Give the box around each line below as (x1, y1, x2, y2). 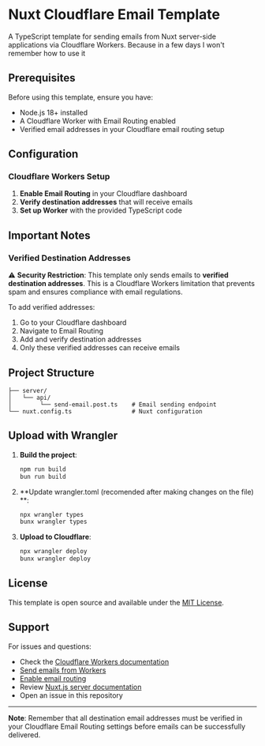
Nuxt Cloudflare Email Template (8, 6, 221, 24)
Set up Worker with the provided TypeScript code (19, 205, 183, 215)
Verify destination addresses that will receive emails (19, 198, 193, 207)
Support (8, 620, 50, 634)
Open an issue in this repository (19, 690, 124, 700)
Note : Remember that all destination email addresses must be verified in (8, 713, 243, 722)
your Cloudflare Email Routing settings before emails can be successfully (8, 722, 246, 731)
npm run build (19, 465, 66, 473)
